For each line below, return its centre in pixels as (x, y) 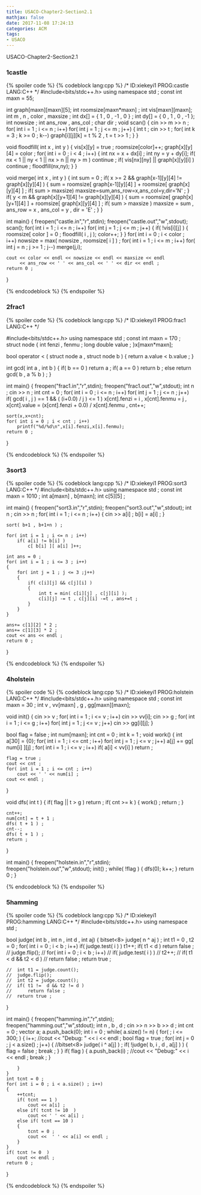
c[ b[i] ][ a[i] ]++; (55, 546)
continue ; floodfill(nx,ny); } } (42, 167)
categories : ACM (26, 29)
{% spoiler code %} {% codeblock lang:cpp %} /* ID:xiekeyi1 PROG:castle (97, 85)
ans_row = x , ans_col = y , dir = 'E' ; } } (55, 210)
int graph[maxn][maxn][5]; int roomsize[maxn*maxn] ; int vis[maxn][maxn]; (99, 110)
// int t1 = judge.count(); (43, 970)
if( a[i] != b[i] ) (41, 541)
